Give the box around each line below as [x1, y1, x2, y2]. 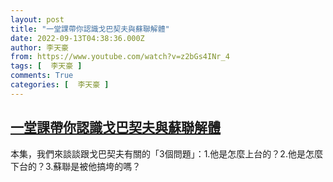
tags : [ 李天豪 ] [10, 61, 83, 71]
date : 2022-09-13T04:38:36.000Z [10, 33, 145, 43]
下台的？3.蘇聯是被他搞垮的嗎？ [10, 160, 142, 172]
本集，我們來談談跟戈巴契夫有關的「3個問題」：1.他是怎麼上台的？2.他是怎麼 [10, 147, 323, 160]
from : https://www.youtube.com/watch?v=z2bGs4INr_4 [10, 52, 230, 62]
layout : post [10, 14, 65, 25]
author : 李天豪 [10, 42, 69, 53]
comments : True [10, 71, 74, 81]
